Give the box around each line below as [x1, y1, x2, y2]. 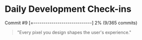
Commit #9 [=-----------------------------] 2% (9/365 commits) [5, 20, 137, 26]
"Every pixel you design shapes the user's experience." [17, 29, 131, 35]
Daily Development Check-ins [5, 3, 131, 15]
